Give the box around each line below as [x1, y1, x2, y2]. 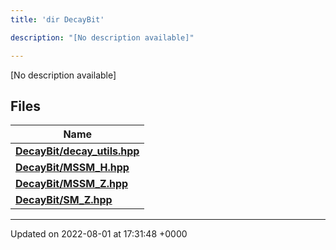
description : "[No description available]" [10, 32, 195, 43]
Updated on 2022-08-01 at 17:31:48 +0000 [10, 228, 188, 240]
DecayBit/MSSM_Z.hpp [15, 177, 129, 191]
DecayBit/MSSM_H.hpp [15, 161, 130, 175]
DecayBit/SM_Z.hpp [15, 193, 113, 207]
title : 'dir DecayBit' [10, 14, 105, 25]
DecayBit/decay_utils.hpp [15, 144, 140, 158]
